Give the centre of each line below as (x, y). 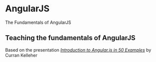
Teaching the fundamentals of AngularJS (70, 38)
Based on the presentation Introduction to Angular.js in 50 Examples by (78, 50)
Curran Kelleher (21, 55)
